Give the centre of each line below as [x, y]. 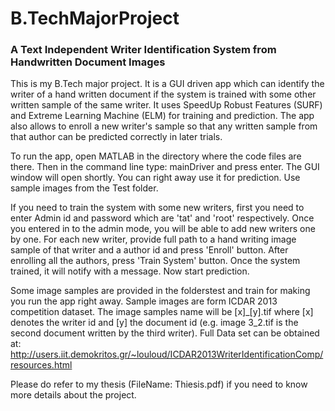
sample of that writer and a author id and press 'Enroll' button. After [149, 250]
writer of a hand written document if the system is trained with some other [163, 94]
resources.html [41, 365]
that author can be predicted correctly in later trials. [116, 137]
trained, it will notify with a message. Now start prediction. [130, 271]
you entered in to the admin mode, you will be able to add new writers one [163, 229]
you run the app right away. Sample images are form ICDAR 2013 [144, 301]
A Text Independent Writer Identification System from [143, 50]
